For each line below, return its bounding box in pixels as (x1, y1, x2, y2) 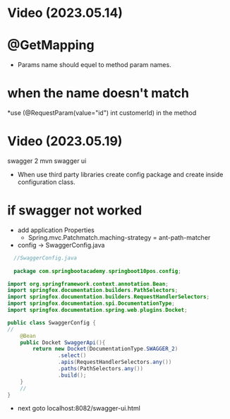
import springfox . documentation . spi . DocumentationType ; (7, 300, 175, 308)
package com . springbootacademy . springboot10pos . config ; (13, 267, 181, 274)
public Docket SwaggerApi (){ (20, 339, 106, 346)
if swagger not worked (7, 202, 143, 219)
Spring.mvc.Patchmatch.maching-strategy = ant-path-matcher (28, 233, 211, 241)
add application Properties (17, 226, 95, 234)
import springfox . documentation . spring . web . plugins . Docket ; (7, 307, 188, 314)
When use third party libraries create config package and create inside (17, 171, 224, 178)
